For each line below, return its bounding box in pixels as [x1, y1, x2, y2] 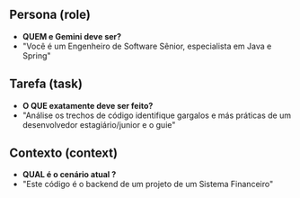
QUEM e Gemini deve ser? [22, 31, 122, 41]
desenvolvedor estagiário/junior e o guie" [22, 119, 176, 130]
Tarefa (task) [9, 76, 84, 92]
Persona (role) [9, 7, 92, 22]
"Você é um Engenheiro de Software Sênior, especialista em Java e [22, 40, 272, 51]
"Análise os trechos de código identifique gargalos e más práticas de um [22, 110, 292, 121]
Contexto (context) [9, 146, 119, 161]
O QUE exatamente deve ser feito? [22, 100, 154, 111]
